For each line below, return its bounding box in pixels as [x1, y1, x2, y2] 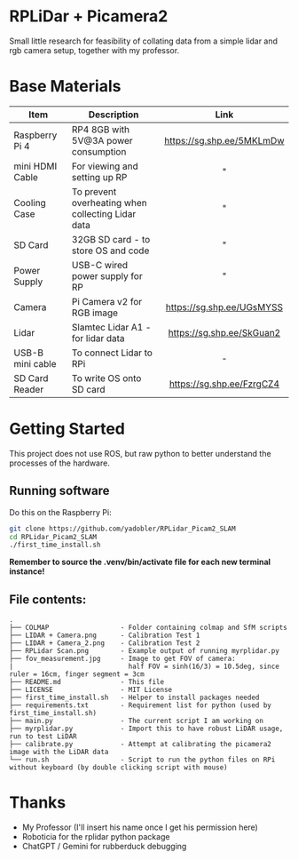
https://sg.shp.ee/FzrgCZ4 [169, 378, 280, 390]
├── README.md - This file [9, 678, 165, 687]
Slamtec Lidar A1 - [71, 321, 152, 333]
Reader [13, 383, 44, 395]
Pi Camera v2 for [71, 295, 143, 307]
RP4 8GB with [71, 123, 130, 135]
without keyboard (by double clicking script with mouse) [9, 763, 228, 772]
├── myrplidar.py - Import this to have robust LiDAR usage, [9, 724, 284, 734]
